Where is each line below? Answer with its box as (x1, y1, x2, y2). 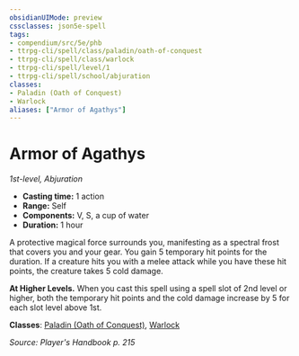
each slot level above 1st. (9, 302, 102, 313)
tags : (9, 30, 30, 39)
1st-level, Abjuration (9, 174, 84, 184)
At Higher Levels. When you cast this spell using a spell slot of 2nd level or (9, 283, 287, 294)
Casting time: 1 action (22, 191, 105, 202)
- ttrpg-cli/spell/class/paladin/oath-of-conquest (9, 47, 203, 56)
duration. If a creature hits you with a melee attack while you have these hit (9, 256, 287, 267)
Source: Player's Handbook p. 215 (9, 337, 136, 348)
